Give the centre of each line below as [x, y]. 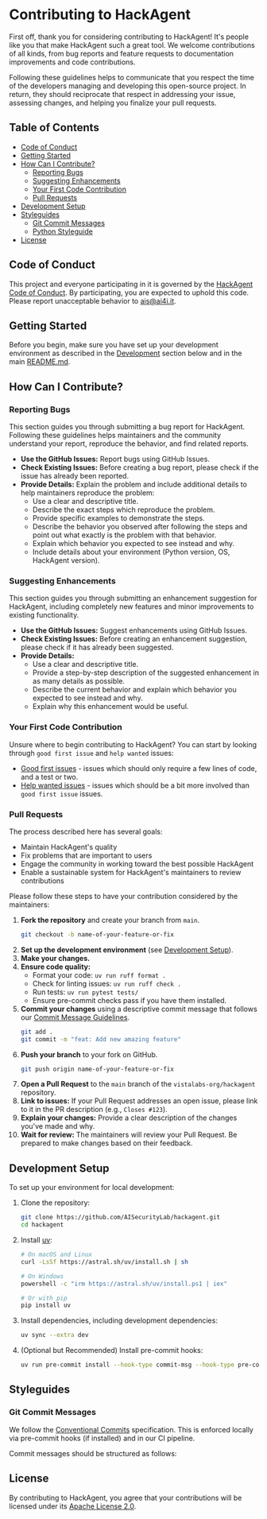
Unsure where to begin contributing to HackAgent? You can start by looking [133, 744]
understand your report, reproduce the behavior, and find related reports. [129, 444]
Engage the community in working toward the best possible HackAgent [137, 863]
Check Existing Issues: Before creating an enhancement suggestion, [134, 639]
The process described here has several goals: [86, 831]
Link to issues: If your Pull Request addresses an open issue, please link [139, 1101]
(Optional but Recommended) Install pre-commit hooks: [112, 1350]
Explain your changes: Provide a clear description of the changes [129, 1118]
